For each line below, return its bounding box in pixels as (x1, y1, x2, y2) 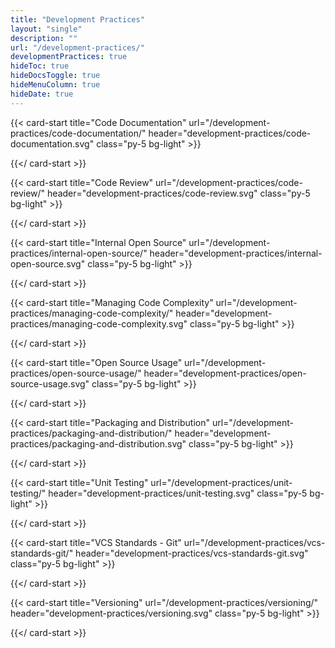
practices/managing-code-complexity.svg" (10, 317, 188, 330)
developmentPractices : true (10, 52, 128, 62)
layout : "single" (10, 24, 83, 34)
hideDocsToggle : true (10, 71, 101, 81)
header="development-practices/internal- (149, 247, 323, 259)
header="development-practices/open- (143, 367, 307, 379)
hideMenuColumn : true (10, 80, 101, 90)
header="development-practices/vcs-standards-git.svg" (75, 547, 309, 559)
